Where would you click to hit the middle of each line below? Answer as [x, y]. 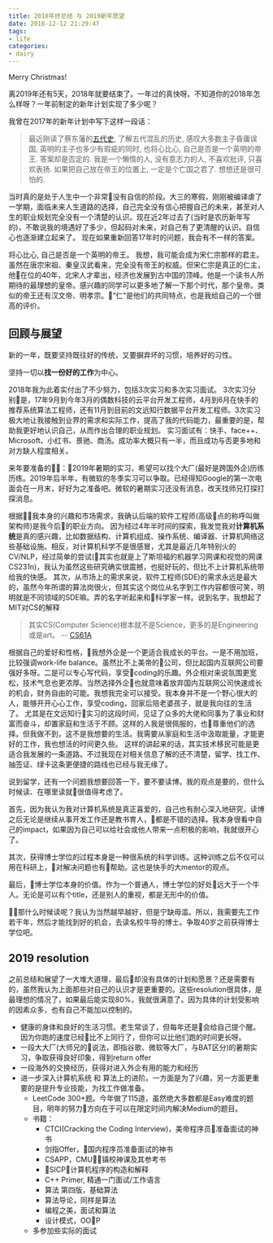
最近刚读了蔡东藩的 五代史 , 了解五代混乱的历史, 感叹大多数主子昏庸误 [143, 138]
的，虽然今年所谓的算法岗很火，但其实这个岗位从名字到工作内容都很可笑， [133, 586]
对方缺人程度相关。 [41, 450]
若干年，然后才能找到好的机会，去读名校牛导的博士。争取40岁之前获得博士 [134, 922]
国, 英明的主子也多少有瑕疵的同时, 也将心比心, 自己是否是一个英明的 [141, 149]
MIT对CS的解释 [34, 607]
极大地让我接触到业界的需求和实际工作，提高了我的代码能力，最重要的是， [133, 419]
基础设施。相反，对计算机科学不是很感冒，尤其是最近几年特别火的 [126, 546]
